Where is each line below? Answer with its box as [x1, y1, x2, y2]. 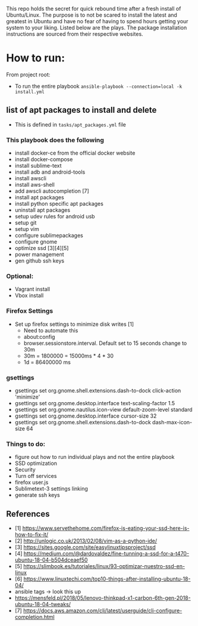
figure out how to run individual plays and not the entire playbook [14, 454, 175, 461]
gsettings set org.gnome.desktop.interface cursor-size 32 [14, 412, 157, 420]
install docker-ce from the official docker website [14, 149, 136, 157]
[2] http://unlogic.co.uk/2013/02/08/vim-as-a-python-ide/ [14, 537, 158, 545]
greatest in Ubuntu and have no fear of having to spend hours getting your [6, 18, 188, 24]
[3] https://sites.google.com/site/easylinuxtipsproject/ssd [14, 544, 156, 551]
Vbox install [14, 292, 44, 299]
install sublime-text [14, 162, 62, 169]
